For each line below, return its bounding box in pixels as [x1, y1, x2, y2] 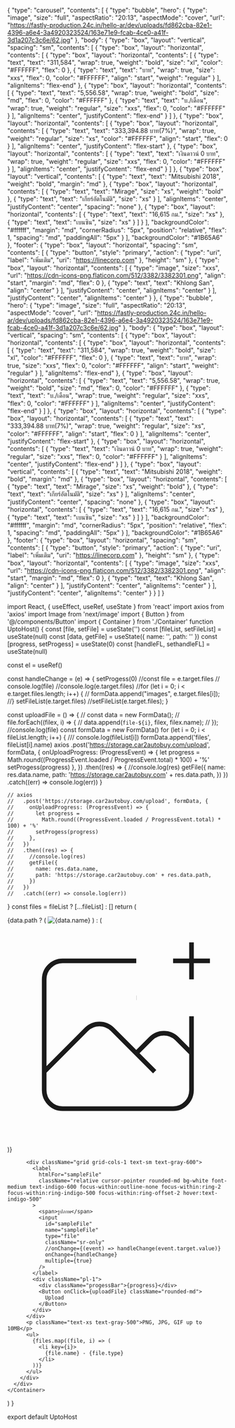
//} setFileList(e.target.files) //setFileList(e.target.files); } [7, 697, 168, 705]
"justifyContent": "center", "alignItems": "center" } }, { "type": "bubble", [7, 293, 213, 302]
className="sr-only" [44, 1239, 105, 1246]
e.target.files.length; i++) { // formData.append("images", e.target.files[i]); [7, 690, 220, 697]
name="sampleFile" [44, 1227, 99, 1234]
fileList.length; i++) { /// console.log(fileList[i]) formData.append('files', [7, 733, 211, 741]
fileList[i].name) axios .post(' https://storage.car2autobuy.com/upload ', [7, 740, 210, 749]
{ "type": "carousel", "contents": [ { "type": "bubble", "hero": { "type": [7, 6, 208, 14]
